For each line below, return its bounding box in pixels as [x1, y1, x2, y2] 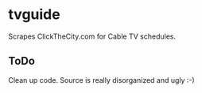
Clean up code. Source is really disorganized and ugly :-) [8, 75, 195, 84]
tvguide [8, 6, 61, 24]
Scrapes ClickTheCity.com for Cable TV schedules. [8, 32, 177, 41]
